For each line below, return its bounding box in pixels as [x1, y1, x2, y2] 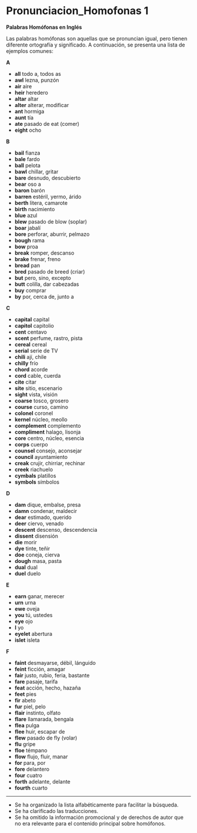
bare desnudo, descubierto [14, 174, 81, 181]
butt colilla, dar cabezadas [14, 281, 79, 288]
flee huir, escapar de [14, 728, 66, 735]
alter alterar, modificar [14, 101, 69, 108]
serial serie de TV [14, 347, 59, 354]
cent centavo [14, 328, 47, 335]
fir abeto [14, 697, 36, 704]
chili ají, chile [14, 353, 47, 360]
